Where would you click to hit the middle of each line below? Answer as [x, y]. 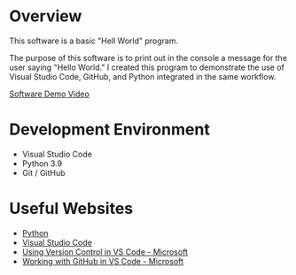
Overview [46, 16]
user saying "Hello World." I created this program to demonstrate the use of [147, 67]
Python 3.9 [42, 163]
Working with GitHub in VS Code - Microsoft [103, 261]
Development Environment [109, 130]
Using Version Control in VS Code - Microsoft [105, 252]
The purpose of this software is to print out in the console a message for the [148, 57]
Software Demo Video [50, 94]
